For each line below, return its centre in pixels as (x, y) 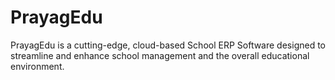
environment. (37, 66)
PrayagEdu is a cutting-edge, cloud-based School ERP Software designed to (168, 45)
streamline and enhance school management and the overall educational (160, 55)
